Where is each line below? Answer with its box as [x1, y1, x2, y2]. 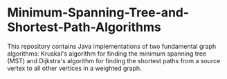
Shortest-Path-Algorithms [7, 19, 161, 35]
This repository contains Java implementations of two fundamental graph [7, 42, 217, 50]
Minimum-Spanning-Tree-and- [7, 5, 190, 21]
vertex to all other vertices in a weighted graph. [7, 64, 142, 72]
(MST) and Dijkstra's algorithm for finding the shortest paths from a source [7, 56, 221, 65]
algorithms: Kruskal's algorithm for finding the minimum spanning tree [7, 49, 207, 58]
